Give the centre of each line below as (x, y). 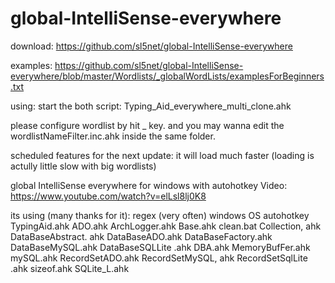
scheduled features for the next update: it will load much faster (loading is (162, 155)
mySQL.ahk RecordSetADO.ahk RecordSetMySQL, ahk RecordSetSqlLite (159, 258)
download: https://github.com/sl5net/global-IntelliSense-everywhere (151, 46)
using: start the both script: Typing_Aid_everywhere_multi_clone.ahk (151, 106)
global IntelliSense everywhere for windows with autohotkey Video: (149, 185)
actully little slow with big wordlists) (83, 166)
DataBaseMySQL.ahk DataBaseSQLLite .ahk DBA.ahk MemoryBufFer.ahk (160, 247)
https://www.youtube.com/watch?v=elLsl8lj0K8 (108, 196)
